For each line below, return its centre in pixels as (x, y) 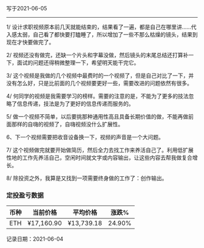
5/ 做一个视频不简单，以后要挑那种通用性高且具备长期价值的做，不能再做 (97, 116)
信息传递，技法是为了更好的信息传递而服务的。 (75, 104)
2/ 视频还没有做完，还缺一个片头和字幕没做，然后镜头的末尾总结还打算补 (97, 55)
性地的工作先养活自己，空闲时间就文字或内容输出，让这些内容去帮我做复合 (99, 157)
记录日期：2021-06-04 (35, 239)
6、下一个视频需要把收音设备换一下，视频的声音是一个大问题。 (85, 137)
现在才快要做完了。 (30, 42)
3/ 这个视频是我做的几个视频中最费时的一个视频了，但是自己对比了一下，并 (100, 75)
